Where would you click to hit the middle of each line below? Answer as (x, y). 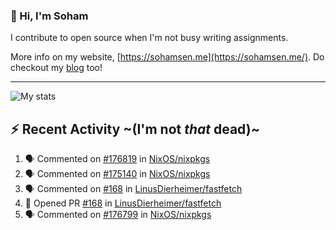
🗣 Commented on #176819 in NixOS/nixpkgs (117, 159)
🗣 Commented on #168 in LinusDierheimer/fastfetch (133, 189)
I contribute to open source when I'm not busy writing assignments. (149, 38)
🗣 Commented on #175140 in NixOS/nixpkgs (117, 174)
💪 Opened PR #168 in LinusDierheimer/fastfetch (123, 203)
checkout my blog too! (56, 68)
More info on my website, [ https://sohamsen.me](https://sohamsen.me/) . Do (167, 57)
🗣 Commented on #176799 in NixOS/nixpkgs (118, 215)
